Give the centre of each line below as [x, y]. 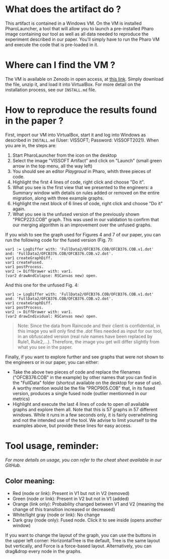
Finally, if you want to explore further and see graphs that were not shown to [84, 357]
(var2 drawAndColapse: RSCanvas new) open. [52, 276]
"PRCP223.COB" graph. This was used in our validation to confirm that [86, 219]
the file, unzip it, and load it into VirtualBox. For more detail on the [73, 84]
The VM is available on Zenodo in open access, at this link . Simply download [84, 79]
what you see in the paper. [45, 347]
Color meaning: [30, 481]
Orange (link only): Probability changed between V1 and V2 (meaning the [88, 504]
